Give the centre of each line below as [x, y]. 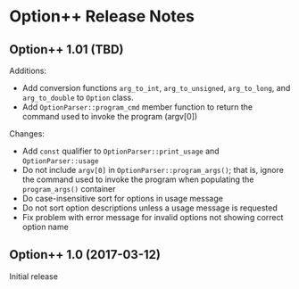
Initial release [33, 276]
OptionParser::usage [60, 161]
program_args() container [69, 189]
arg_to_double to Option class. [78, 97]
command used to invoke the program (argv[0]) [110, 116]
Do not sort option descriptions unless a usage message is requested [150, 208]
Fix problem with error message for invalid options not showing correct [153, 217]
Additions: [28, 70]
